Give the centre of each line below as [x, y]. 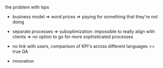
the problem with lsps [27, 7]
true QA [20, 51]
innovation [23, 61]
